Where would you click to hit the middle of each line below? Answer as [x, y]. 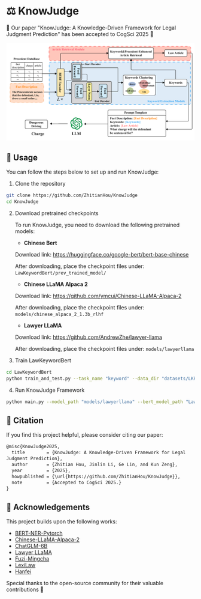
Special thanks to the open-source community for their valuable [85, 583]
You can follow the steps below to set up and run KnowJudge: [83, 172]
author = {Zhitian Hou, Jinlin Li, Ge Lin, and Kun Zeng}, [95, 465]
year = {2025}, [41, 471]
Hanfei [23, 571]
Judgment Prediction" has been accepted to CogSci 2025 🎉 [80, 34]
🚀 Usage [22, 157]
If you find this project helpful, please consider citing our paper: [85, 435]
